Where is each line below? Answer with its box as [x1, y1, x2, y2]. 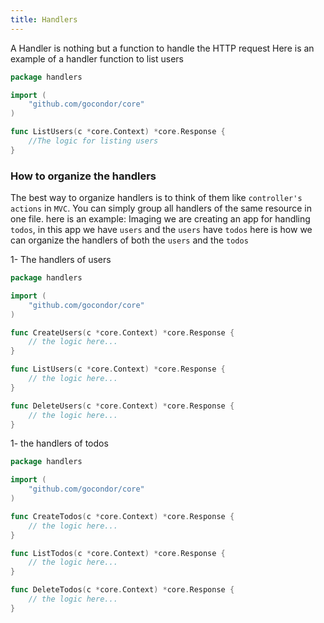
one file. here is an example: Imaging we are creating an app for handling [10, 213, 311, 225]
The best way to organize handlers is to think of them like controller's [10, 192, 303, 204]
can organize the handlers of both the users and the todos [10, 234, 249, 246]
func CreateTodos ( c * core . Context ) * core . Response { [10, 511, 235, 521]
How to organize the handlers [10, 169, 157, 183]
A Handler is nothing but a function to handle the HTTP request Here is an [10, 42, 315, 54]
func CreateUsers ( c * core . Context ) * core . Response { [10, 327, 235, 338]
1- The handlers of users [10, 254, 112, 266]
